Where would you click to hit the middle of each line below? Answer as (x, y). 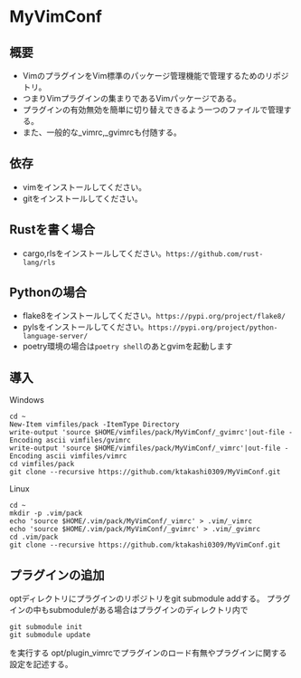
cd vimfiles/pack (42, 464)
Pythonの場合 (48, 293)
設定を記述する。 (41, 664)
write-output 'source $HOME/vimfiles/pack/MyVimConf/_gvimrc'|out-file (147, 433)
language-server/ (55, 337)
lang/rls (39, 263)
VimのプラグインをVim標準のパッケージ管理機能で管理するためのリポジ (155, 76)
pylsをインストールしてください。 (85, 327)
